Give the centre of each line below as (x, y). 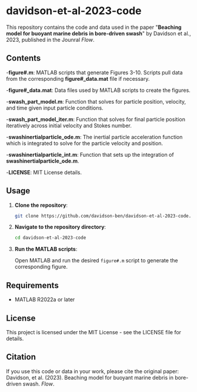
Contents (24, 58)
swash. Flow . (39, 384)
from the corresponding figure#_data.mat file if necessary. (78, 78)
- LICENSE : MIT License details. (44, 172)
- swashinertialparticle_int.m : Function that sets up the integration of (90, 154)
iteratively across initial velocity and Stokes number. (69, 126)
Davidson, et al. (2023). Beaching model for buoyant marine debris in (90, 377)
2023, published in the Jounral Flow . (51, 39)
